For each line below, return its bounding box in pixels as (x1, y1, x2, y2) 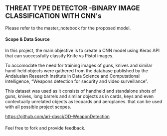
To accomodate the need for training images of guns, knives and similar (5, 62, 153, 69)
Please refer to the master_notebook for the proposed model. (5, 25, 131, 31)
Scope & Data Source (5, 36, 50, 42)
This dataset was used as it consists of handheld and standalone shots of (5, 88, 156, 94)
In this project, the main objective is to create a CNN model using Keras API (5, 47, 160, 54)
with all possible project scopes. (5, 104, 71, 110)
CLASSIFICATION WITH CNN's (5, 12, 102, 20)
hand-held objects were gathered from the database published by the (5, 68, 149, 74)
